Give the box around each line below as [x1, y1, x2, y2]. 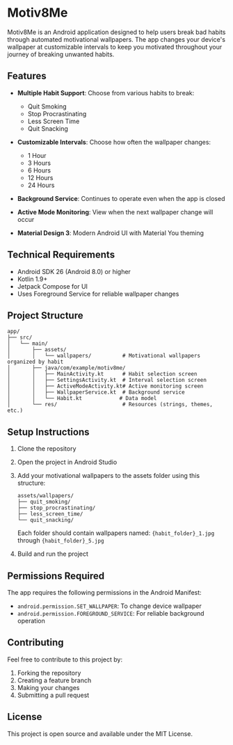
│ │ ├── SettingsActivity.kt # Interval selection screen [7, 377, 207, 384]
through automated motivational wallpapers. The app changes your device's [7, 35, 226, 43]
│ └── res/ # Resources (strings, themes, [7, 401, 214, 408]
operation [17, 617, 45, 625]
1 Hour [27, 151, 47, 159]
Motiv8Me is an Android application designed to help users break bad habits [7, 28, 226, 36]
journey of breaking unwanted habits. [7, 50, 115, 58]
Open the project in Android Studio [17, 458, 118, 467]
